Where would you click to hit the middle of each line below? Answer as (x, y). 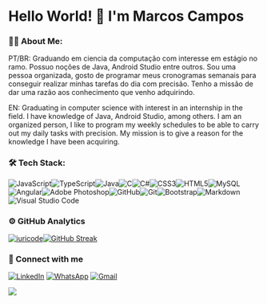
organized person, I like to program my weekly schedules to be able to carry (134, 125)
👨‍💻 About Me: (36, 41)
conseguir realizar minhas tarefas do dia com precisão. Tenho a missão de (131, 84)
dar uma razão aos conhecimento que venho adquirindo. (102, 93)
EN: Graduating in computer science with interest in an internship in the (126, 108)
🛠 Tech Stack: (37, 163)
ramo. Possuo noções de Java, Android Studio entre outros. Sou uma (122, 67)
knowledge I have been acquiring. (64, 142)
